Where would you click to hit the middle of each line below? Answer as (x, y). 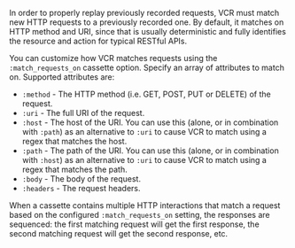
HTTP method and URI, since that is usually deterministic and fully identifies (147, 31)
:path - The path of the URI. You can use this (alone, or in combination (150, 151)
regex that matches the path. (75, 169)
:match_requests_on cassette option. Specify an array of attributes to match (147, 67)
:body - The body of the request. (82, 179)
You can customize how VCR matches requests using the (113, 58)
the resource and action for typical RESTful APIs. (98, 41)
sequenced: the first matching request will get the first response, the (134, 224)
